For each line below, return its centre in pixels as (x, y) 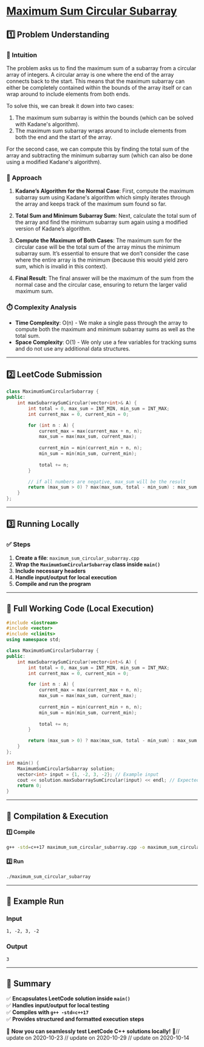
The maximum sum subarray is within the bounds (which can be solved (104, 118)
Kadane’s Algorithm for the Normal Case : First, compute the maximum (104, 191)
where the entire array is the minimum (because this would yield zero (101, 260)
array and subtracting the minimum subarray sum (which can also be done (100, 155)
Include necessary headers (50, 571)
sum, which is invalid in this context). (61, 266)
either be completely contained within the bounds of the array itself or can (99, 87)
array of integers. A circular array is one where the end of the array (90, 74)
